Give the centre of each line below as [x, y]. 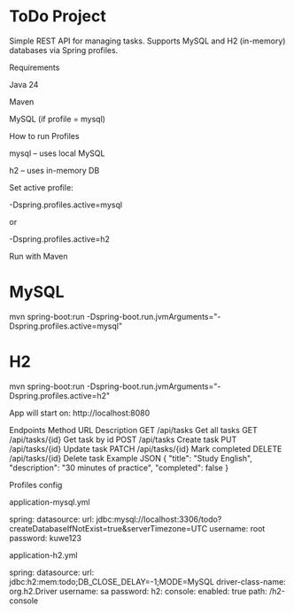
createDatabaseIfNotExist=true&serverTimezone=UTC [108, 528]
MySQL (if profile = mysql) [58, 119]
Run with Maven [39, 256]
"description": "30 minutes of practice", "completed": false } [119, 468]
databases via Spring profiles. [64, 50]
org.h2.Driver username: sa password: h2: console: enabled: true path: [138, 591]
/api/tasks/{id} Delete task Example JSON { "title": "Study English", [131, 458]
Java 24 [24, 84]
